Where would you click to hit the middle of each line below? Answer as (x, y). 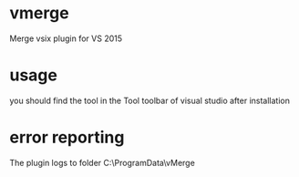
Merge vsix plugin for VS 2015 (66, 38)
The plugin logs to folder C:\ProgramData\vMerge (103, 162)
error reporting (67, 137)
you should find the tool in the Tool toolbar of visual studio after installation (149, 100)
